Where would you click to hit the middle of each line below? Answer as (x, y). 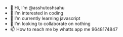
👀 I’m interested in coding (37, 13)
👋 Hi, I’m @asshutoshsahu (37, 8)
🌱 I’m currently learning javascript (45, 18)
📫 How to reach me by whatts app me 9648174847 (64, 29)
